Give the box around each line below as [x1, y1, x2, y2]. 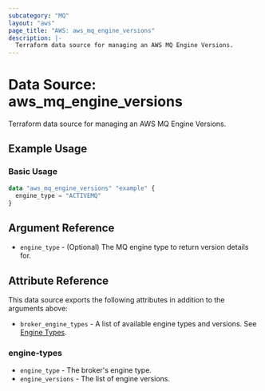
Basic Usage [8, 166, 58, 177]
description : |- [8, 34, 62, 42]
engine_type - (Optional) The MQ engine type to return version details [19, 243, 249, 252]
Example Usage [8, 142, 88, 156]
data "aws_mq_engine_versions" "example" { [8, 184, 156, 192]
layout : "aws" [8, 19, 56, 27]
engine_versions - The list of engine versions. [19, 374, 170, 384]
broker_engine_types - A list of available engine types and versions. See [19, 319, 257, 328]
